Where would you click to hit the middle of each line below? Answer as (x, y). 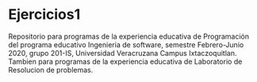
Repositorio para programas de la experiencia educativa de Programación (129, 36)
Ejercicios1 (44, 15)
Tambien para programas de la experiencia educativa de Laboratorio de (125, 61)
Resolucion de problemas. (51, 69)
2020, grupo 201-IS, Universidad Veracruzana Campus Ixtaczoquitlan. (123, 53)
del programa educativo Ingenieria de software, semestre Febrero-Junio (126, 44)
